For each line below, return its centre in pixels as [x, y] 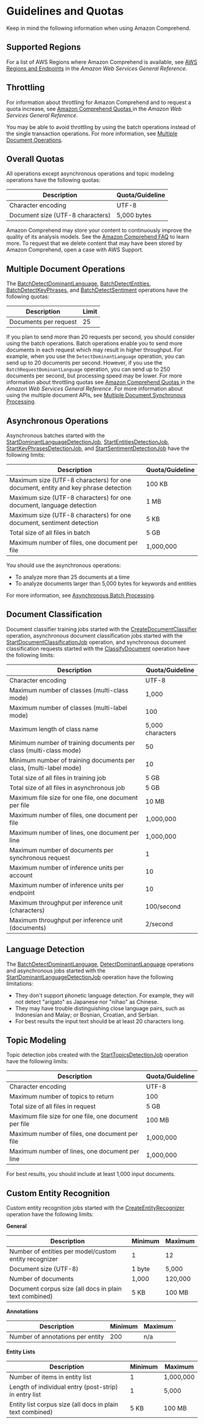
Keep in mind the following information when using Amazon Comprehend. [99, 28]
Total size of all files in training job [58, 778]
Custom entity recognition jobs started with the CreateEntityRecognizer [96, 1208]
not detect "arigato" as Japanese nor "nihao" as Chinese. [87, 1002]
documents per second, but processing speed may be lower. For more [94, 376]
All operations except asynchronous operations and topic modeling [90, 174]
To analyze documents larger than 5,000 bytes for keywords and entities [106, 583]
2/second [159, 924]
